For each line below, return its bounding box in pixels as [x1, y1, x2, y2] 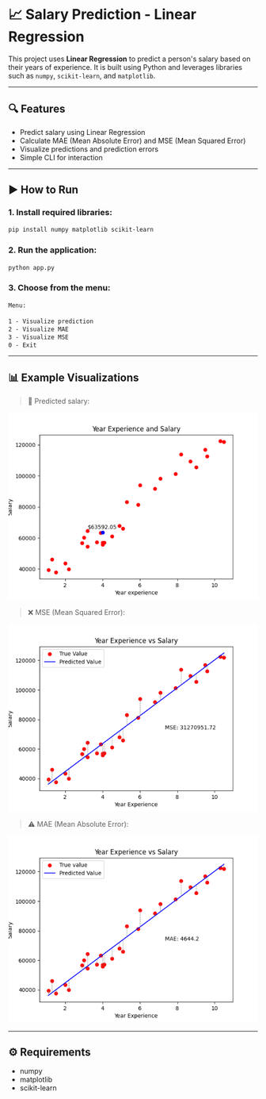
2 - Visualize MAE [8, 325, 69, 333]
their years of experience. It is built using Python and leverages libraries [8, 62, 243, 71]
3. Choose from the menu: [8, 282, 111, 294]
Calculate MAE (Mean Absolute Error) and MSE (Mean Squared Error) [19, 136, 246, 145]
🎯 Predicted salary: [27, 396, 90, 405]
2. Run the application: [8, 244, 97, 256]
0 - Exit [8, 341, 37, 349]
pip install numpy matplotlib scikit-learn [8, 226, 154, 234]
